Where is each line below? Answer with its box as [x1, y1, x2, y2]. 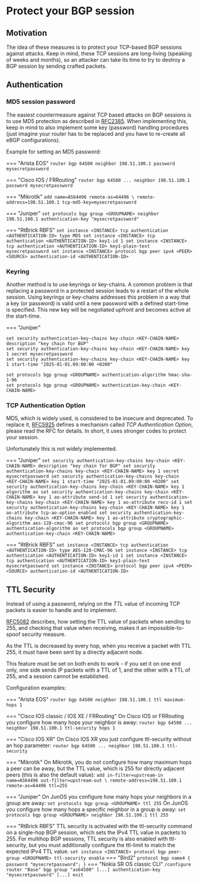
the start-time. [6, 312, 42, 319]
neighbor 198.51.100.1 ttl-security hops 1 [6, 725, 116, 731]
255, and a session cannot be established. [6, 673, 110, 680]
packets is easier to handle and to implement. [6, 607, 118, 614]
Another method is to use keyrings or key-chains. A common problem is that [6, 281, 193, 288]
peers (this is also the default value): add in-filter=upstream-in [6, 772, 163, 779]
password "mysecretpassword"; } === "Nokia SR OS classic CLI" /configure [6, 861, 191, 868]
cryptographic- [147, 515, 185, 521]
